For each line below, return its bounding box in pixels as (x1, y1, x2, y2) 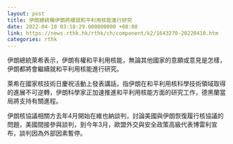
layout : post (7, 10, 45, 17)
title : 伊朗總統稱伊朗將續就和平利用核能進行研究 (7, 17, 132, 24)
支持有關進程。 (19, 97, 62, 105)
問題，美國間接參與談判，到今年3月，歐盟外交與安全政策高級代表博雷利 (7, 120, 212, 129)
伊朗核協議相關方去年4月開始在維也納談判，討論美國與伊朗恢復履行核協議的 (7, 112, 224, 120)
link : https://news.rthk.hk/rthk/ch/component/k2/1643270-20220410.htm (7, 29, 218, 37)
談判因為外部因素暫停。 (19, 129, 87, 138)
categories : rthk (7, 36, 58, 43)
